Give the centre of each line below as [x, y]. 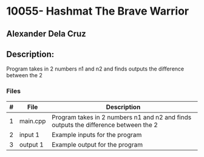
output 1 [31, 144]
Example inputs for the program [97, 134]
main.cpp [32, 121]
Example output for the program [97, 144]
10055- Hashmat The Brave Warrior [98, 11]
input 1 [29, 134]
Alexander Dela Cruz [46, 34]
